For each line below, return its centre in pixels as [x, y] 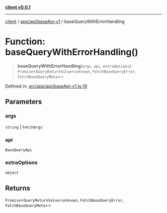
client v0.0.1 [18, 7]
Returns [18, 188]
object [12, 173]
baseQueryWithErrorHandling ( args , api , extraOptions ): [75, 66]
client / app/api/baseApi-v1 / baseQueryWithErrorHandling [65, 21]
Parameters [24, 102]
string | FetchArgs [24, 127]
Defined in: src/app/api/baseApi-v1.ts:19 [46, 86]
